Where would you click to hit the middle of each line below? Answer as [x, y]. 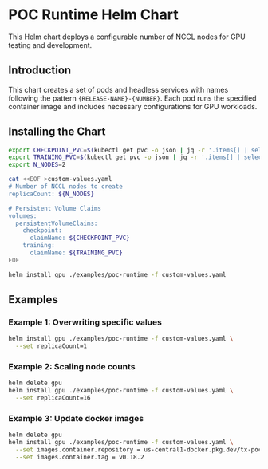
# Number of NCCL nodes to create [66, 187]
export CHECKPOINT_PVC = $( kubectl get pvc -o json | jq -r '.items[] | [128, 150]
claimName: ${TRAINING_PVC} [76, 253]
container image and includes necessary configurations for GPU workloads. [133, 106]
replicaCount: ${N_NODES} [51, 194]
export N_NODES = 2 [37, 165]
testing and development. [50, 45]
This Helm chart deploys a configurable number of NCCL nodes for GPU [127, 37]
